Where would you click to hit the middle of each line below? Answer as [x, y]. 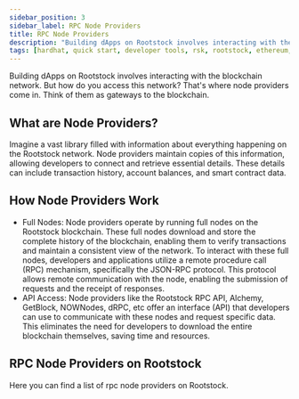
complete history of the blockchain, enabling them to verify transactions [154, 240]
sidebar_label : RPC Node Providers [75, 26]
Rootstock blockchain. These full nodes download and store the [139, 232]
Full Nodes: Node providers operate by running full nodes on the [140, 222]
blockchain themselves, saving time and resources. [116, 336]
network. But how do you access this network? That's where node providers [149, 85]
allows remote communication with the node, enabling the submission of [155, 279]
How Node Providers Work [84, 201]
